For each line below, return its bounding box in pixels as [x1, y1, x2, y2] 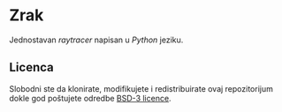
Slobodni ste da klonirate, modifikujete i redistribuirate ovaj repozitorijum [9, 83, 274, 93]
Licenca [9, 60, 55, 75]
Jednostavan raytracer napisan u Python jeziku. [9, 34, 184, 45]
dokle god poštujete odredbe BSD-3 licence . [9, 93, 171, 103]
